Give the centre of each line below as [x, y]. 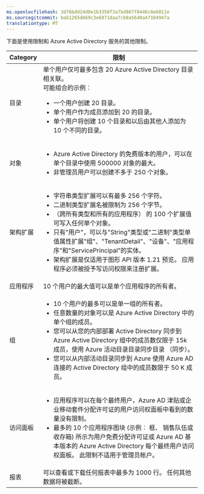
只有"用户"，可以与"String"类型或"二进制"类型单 [122, 232]
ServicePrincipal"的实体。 [108, 251]
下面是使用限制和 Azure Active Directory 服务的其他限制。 [79, 41]
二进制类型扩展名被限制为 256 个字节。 [109, 205]
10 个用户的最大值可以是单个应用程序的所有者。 [111, 287]
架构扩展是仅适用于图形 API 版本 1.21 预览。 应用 [124, 260]
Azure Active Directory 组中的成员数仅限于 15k [120, 340]
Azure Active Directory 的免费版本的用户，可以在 [123, 154]
